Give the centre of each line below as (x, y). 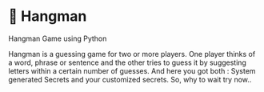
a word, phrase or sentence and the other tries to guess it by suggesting (127, 62)
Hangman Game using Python (58, 38)
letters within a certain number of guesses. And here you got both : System (132, 70)
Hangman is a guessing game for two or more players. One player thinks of (132, 54)
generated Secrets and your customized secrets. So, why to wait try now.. (130, 79)
